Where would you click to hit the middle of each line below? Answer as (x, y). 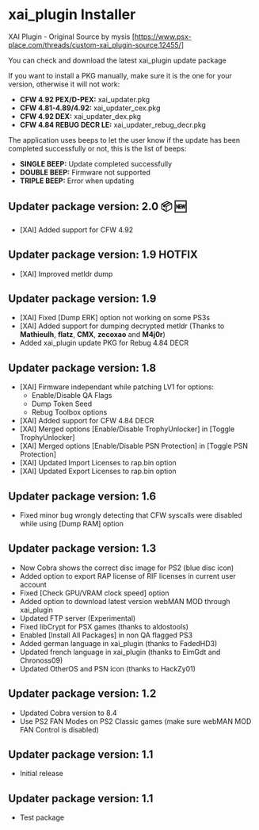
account (33, 584)
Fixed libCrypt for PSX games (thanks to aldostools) (104, 626)
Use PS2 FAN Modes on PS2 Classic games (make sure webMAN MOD (135, 721)
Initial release (41, 774)
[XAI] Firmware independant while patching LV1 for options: (117, 387)
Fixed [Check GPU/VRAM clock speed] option (94, 593)
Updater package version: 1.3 (82, 549)
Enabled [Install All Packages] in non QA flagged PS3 (106, 635)
